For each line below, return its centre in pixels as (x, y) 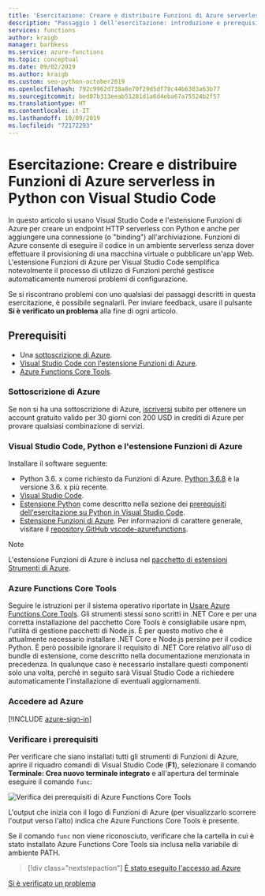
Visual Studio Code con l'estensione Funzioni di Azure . (108, 363)
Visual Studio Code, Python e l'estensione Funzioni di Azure (125, 446)
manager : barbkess (38, 45)
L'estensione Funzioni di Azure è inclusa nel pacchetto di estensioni (118, 560)
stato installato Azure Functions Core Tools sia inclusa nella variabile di (123, 844)
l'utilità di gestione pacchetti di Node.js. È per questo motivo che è (116, 631)
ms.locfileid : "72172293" (50, 126)
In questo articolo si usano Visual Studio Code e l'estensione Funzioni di (125, 220)
